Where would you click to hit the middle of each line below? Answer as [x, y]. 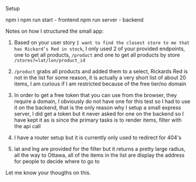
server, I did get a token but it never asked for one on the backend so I [99, 114]
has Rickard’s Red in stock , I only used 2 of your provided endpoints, [99, 49]
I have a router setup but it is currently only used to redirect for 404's [98, 138]
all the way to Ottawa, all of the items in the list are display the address [99, 155]
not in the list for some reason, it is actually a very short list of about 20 [100, 78]
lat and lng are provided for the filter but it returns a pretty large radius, [99, 149]
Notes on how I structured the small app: [55, 31]
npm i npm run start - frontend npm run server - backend [75, 20]
